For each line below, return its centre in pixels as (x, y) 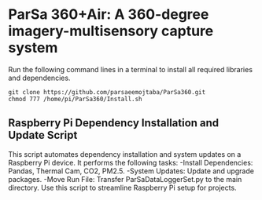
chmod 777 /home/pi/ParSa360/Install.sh (76, 99)
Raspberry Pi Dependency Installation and (114, 123)
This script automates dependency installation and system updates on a (125, 154)
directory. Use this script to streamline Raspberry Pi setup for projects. (123, 187)
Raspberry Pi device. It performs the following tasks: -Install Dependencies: (131, 162)
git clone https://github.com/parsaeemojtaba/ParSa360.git (107, 92)
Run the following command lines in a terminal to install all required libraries (131, 69)
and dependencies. (39, 78)
